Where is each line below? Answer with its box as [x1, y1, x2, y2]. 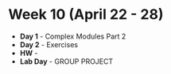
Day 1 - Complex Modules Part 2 [19, 31, 126, 41]
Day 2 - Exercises [19, 39, 78, 49]
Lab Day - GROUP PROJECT [19, 57, 114, 66]
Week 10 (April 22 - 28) [8, 6, 164, 24]
